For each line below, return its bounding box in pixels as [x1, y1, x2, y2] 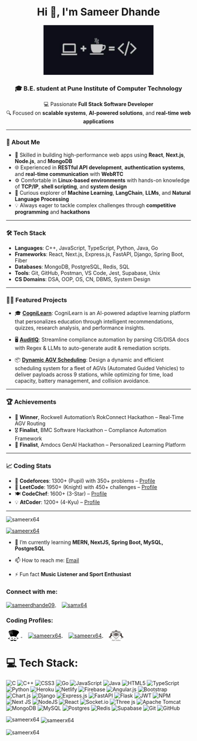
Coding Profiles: [6, 616, 54, 624]
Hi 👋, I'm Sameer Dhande [37, 5, 160, 19]
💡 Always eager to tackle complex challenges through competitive [14, 201, 176, 208]
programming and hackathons [14, 208, 90, 215]
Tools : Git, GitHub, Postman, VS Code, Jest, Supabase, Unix [14, 270, 161, 277]
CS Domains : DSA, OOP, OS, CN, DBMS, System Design [14, 276, 151, 283]
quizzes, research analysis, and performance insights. [14, 324, 145, 331]
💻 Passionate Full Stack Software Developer [43, 100, 154, 108]
